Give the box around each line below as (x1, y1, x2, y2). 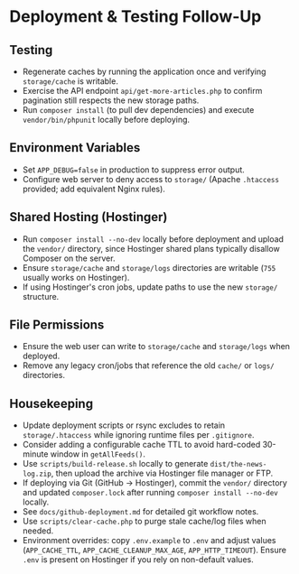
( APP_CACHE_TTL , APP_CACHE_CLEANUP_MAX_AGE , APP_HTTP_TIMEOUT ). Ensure (22, 544, 287, 556)
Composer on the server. (22, 253, 116, 264)
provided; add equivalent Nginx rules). (22, 183, 165, 194)
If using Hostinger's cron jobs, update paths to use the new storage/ (22, 282, 278, 292)
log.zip (22, 469, 51, 479)
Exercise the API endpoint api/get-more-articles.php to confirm (22, 86, 263, 96)
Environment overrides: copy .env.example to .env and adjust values (22, 535, 276, 546)
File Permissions (9, 318, 105, 333)
